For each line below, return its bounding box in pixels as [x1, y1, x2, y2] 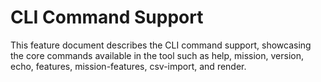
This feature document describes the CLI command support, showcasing [10, 39, 312, 51]
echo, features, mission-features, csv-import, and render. [10, 60, 247, 72]
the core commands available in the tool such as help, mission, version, [10, 49, 304, 61]
